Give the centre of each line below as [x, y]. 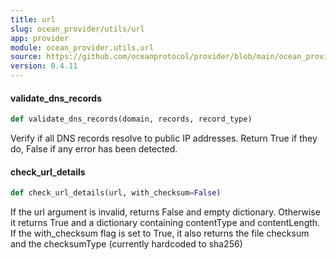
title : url [33, 19]
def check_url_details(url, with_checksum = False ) [116, 193]
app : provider [40, 38]
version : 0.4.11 [44, 66]
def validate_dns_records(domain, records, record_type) [131, 119]
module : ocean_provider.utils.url [82, 47]
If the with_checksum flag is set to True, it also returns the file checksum [160, 233]
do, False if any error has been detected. [94, 149]
